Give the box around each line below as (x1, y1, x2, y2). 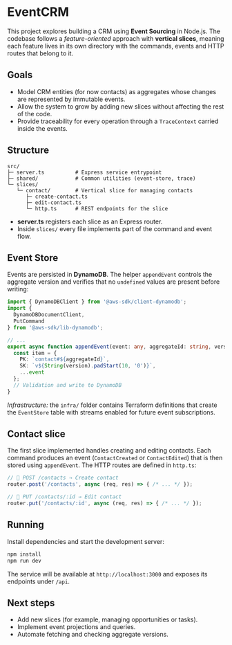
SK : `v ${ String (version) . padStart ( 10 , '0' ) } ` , (19, 363, 156, 370)
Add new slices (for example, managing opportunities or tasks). (17, 615, 198, 624)
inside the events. (17, 124, 68, 132)
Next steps (7, 597, 55, 609)
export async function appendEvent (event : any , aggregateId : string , (7, 343, 212, 350)
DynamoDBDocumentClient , (13, 311, 85, 318)
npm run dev (7, 557, 41, 564)
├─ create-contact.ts (25, 193, 88, 200)
